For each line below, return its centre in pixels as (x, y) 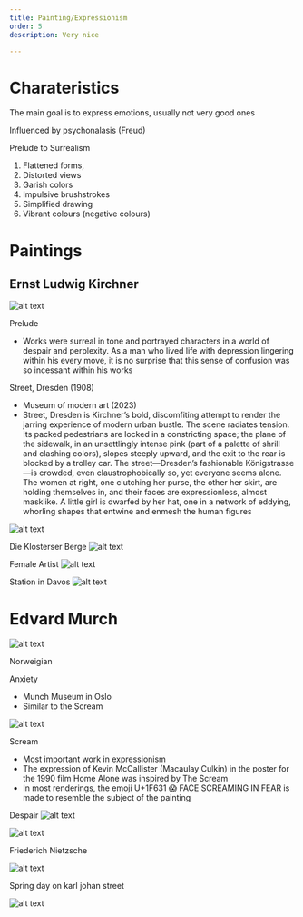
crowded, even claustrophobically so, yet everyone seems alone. (161, 473)
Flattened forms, (53, 165)
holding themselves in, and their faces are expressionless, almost (145, 493)
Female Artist (34, 564)
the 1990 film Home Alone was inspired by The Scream (125, 779)
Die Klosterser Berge (48, 547)
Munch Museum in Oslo (67, 697)
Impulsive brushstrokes (66, 194)
